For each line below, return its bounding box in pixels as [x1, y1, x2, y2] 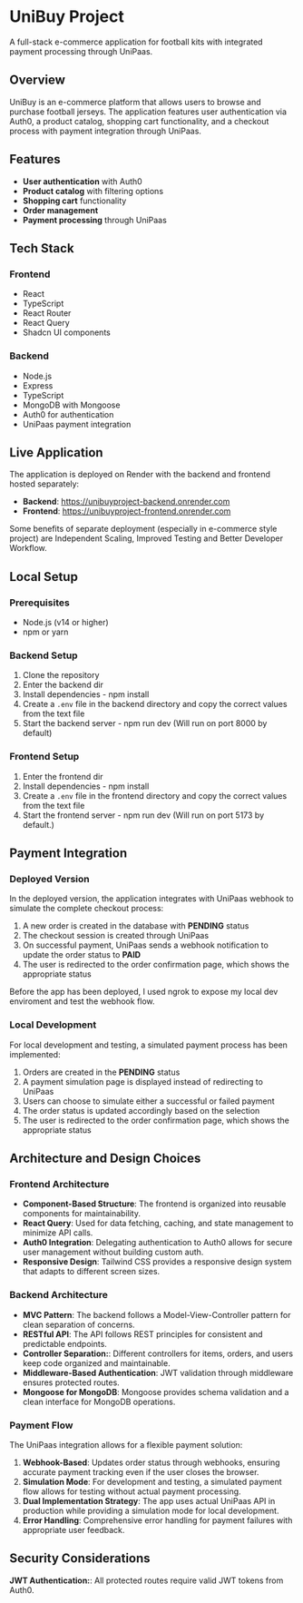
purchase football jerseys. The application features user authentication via [9, 106, 288, 117]
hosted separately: [9, 478, 80, 489]
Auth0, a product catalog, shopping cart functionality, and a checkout [9, 115, 269, 126]
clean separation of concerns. [22, 1319, 135, 1330]
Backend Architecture [9, 1289, 109, 1302]
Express [22, 379, 54, 391]
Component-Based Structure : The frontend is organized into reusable [22, 1198, 287, 1209]
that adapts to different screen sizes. [22, 1266, 161, 1277]
